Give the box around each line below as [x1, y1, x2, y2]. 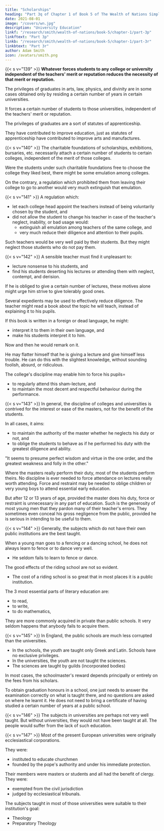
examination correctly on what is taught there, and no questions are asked [5, 692, 155, 698]
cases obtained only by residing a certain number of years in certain [5, 91, 143, 97]
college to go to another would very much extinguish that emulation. [5, 185, 143, 191]
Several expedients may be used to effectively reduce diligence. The [5, 298, 143, 304]
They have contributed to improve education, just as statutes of [5, 130, 133, 136]
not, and [12, 436, 29, 441]
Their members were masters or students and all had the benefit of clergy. [5, 771, 155, 777]
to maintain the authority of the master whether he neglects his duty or [12, 430, 155, 436]
